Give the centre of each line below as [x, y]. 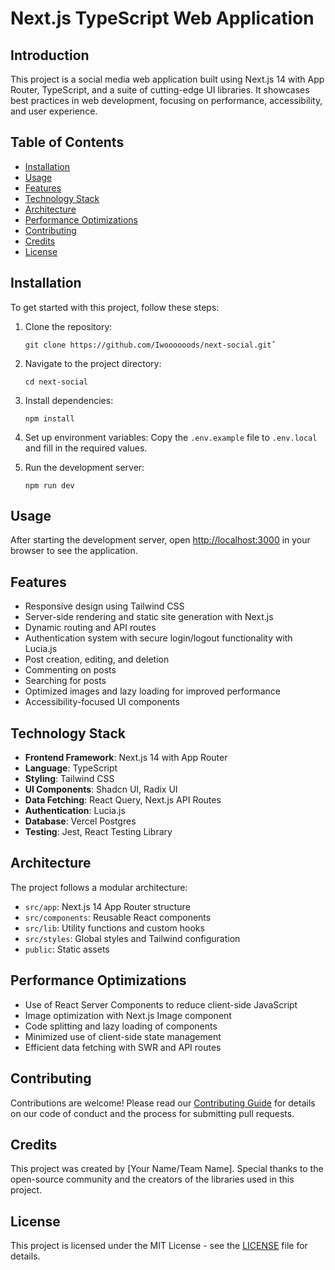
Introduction [50, 55]
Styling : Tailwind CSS [69, 779]
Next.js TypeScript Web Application [162, 18]
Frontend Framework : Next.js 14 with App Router [126, 758]
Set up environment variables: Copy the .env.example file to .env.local [171, 437]
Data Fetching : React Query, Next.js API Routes [123, 800]
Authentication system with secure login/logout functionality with [158, 638]
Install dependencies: [69, 400]
